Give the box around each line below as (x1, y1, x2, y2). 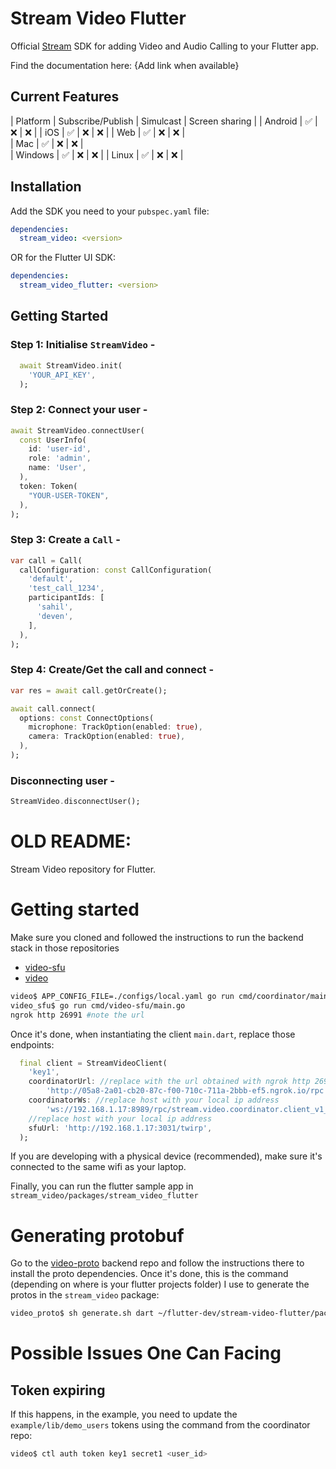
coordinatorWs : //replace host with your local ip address (28, 1095, 280, 1106)
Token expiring (10, 1382, 106, 1399)
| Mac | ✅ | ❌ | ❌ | (10, 137, 84, 149)
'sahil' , (36, 602, 74, 612)
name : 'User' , (28, 463, 87, 473)
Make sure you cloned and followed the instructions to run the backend (10, 931, 304, 943)
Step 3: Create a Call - (10, 533, 121, 547)
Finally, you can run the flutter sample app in (10, 1180, 194, 1192)
